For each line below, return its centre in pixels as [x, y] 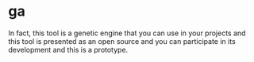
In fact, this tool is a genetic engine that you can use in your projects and [127, 33]
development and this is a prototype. [68, 49]
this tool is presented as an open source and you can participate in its [122, 41]
